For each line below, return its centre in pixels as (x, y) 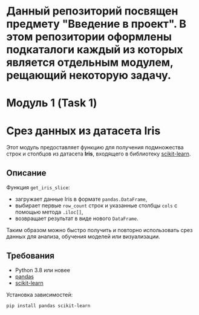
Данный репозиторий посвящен (92, 11)
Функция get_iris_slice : (38, 187)
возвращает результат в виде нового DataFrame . (77, 218)
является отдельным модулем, (90, 63)
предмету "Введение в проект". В (96, 24)
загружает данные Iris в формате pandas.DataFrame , (81, 199)
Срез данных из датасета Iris (83, 131)
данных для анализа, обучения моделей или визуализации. (83, 236)
